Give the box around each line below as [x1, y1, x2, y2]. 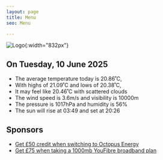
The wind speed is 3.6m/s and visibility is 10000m [14, 94, 139, 102]
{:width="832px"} [25, 42, 69, 49]
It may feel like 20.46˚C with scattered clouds [14, 88, 128, 95]
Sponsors [6, 125, 43, 135]
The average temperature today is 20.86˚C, [14, 75, 122, 82]
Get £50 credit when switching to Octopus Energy [14, 141, 140, 147]
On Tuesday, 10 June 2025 [6, 59, 108, 69]
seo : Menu [6, 20, 31, 26]
